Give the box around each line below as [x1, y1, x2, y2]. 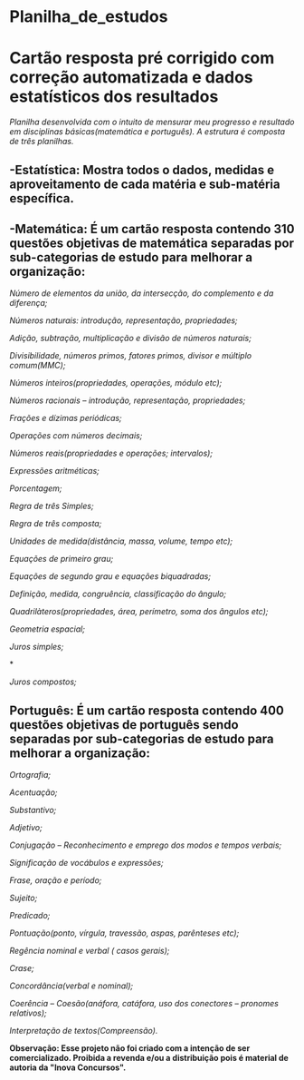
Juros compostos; [9, 676, 77, 687]
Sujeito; [9, 892, 38, 904]
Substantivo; [9, 805, 57, 816]
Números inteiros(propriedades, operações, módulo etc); [9, 378, 223, 388]
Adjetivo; [9, 822, 43, 833]
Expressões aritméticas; [9, 466, 100, 476]
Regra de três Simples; [9, 501, 94, 512]
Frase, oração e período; [9, 875, 102, 886]
